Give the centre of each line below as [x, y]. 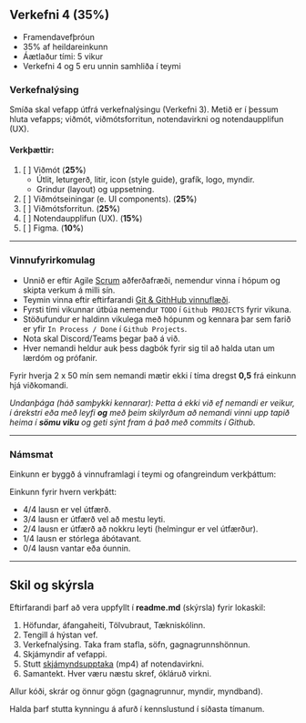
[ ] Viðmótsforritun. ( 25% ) [71, 209]
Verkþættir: [32, 150]
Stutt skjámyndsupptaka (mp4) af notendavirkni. [113, 664]
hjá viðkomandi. [39, 385]
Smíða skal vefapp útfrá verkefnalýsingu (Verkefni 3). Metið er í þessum [144, 109]
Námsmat [31, 454]
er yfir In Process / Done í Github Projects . [105, 328]
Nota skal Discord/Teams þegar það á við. [101, 338]
